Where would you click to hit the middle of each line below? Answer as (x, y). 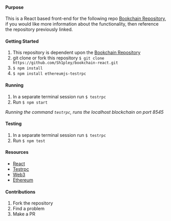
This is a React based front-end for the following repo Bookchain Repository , (86, 18)
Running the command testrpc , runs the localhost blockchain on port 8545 (84, 112)
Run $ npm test (29, 140)
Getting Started (22, 41)
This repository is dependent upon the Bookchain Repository (77, 53)
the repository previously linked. (39, 29)
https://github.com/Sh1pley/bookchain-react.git (65, 63)
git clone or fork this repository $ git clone (58, 58)
